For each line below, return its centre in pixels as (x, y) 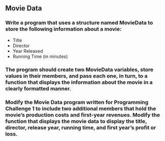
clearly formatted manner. (38, 88)
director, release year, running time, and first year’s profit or (81, 127)
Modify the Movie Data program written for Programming (77, 102)
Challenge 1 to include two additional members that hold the (81, 109)
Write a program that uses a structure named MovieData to (79, 23)
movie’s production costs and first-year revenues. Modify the (83, 115)
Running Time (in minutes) (40, 56)
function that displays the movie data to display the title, (76, 121)
